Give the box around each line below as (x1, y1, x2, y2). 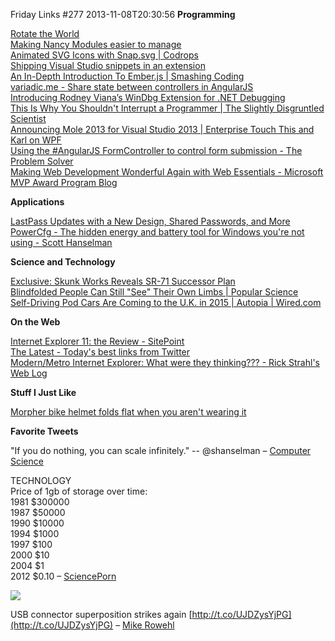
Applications (10, 196, 65, 208)
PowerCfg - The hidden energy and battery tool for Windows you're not (10, 226, 305, 238)
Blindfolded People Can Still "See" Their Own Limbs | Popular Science (10, 286, 299, 298)
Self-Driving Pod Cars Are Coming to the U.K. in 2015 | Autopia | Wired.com (10, 297, 322, 308)
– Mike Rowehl (115, 619, 175, 631)
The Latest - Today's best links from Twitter (10, 346, 191, 358)
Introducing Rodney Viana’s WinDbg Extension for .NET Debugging (10, 92, 286, 103)
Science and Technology (10, 256, 116, 268)
